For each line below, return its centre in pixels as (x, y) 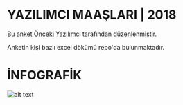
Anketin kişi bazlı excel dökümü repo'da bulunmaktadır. (86, 47)
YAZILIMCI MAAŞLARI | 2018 (92, 15)
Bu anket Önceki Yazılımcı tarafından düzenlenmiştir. (82, 34)
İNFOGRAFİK (44, 75)
